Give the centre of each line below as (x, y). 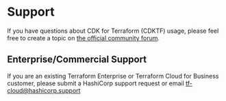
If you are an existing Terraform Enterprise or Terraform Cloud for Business (113, 76)
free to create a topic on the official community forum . (83, 38)
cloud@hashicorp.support (44, 90)
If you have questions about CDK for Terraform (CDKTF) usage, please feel (113, 31)
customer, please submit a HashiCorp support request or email (96, 83)
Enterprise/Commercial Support (77, 60)
